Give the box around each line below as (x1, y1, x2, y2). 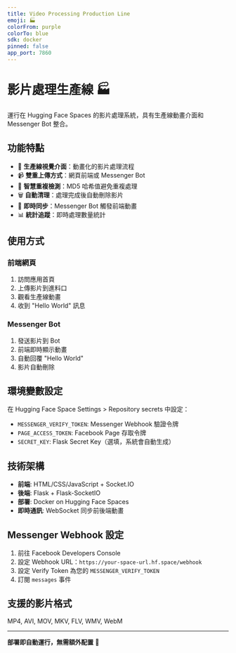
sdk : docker (7, 37, 42, 44)
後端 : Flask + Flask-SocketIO (17, 489, 100, 497)
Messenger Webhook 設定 (7, 529, 124, 541)
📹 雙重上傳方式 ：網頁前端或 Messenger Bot (17, 171, 145, 179)
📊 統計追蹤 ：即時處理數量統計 (17, 210, 106, 218)
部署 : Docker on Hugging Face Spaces (17, 498, 129, 506)
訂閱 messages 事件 (17, 575, 72, 583)
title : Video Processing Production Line (7, 10, 131, 18)
